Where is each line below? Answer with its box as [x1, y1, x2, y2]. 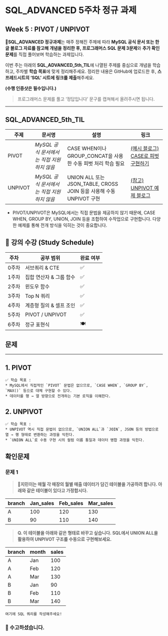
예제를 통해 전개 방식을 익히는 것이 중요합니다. [17, 222, 107, 228]
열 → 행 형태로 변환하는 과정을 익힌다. [5, 433, 75, 438]
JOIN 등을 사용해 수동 [67, 187, 116, 194]
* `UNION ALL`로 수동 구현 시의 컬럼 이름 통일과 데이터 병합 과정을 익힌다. [5, 438, 145, 443]
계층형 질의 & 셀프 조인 [24, 302, 75, 309]
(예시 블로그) [130, 145, 159, 152]
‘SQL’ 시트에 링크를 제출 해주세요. [30, 75, 94, 80]
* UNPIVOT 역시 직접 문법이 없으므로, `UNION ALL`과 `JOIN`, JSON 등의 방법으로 [5, 427, 159, 432]
